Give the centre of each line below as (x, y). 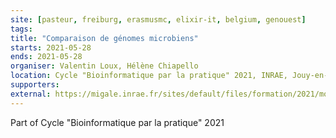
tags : (21, 29)
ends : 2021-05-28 (46, 57)
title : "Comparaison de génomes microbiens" (104, 38)
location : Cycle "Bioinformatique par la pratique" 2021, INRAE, (149, 76)
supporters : (35, 85)
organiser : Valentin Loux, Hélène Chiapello (104, 66)
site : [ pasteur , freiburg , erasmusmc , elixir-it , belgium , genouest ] (158, 19)
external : (31, 94)
